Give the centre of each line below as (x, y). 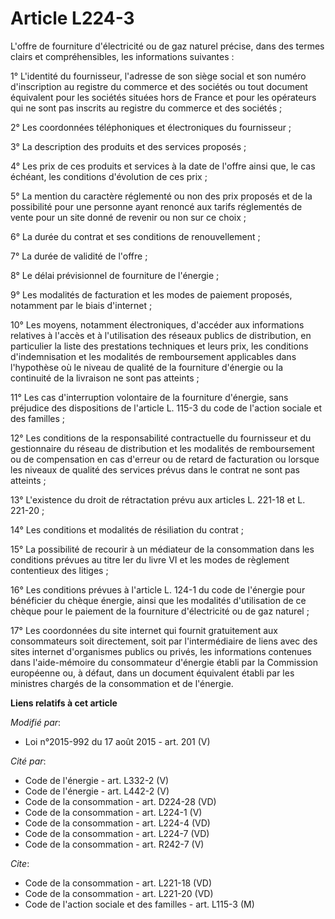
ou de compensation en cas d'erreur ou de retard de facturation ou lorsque (165, 459)
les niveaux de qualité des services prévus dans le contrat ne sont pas (155, 469)
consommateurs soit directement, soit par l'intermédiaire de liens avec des (164, 641)
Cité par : (28, 761)
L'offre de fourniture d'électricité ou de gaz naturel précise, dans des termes (167, 46)
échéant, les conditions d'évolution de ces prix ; (109, 176)
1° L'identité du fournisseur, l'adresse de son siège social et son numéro (158, 76)
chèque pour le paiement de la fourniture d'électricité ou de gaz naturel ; (160, 611)
